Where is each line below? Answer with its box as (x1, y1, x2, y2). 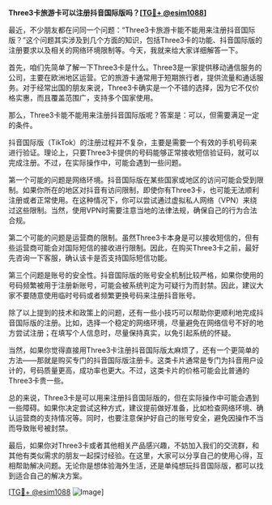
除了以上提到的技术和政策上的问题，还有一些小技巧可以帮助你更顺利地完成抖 (8, 308, 264, 317)
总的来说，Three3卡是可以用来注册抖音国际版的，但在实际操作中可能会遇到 (8, 393, 260, 402)
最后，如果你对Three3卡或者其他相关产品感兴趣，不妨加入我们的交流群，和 (8, 441, 260, 450)
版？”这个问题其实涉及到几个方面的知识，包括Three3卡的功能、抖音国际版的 (8, 36, 263, 45)
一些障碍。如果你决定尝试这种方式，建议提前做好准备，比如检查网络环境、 (8, 403, 257, 413)
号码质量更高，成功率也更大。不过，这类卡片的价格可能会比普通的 (29, 366, 249, 375)
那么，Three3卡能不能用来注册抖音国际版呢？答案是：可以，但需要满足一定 (8, 110, 260, 120)
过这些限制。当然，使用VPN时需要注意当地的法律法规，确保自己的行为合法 (8, 206, 257, 215)
